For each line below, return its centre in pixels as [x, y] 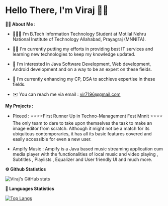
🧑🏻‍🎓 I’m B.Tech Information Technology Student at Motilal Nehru [79, 34]
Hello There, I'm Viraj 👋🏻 [57, 10]
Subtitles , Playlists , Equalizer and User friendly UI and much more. [82, 159]
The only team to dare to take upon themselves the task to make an [82, 123]
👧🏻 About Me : [21, 24]
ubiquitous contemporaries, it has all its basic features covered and [82, 134]
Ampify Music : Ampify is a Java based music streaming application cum [88, 149]
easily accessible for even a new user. [52, 139]
